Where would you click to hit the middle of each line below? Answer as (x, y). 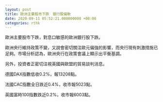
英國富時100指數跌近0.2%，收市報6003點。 (49, 95)
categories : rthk (23, 23)
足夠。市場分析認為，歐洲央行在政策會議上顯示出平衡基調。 (65, 54)
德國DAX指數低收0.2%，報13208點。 (42, 74)
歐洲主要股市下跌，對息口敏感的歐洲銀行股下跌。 (54, 37)
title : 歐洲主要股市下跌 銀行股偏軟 (38, 14)
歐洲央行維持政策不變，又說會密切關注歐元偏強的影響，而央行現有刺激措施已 (81, 48)
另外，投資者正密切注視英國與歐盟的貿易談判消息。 (56, 64)
